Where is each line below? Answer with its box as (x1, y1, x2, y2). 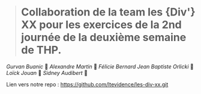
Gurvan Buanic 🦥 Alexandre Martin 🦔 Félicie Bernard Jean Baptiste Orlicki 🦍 (6, 62, 194, 70)
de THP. (20, 43, 62, 57)
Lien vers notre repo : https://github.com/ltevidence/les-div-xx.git (6, 80, 169, 88)
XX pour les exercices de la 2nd (20, 18, 182, 32)
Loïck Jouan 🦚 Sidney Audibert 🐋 (6, 69, 88, 76)
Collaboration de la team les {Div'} (20, 5, 196, 19)
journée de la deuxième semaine (20, 31, 187, 44)
